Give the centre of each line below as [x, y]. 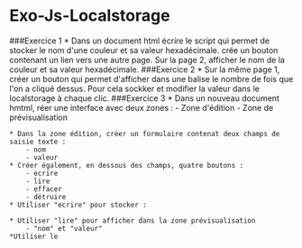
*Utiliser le [34, 236]
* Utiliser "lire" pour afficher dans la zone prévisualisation [133, 220]
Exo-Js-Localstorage [90, 16]
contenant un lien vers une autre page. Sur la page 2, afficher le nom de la [147, 60]
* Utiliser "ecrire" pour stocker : [78, 205]
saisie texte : [38, 142]
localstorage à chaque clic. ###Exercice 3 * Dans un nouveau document [144, 98]
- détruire [46, 197]
